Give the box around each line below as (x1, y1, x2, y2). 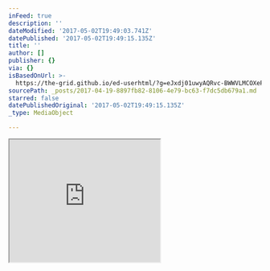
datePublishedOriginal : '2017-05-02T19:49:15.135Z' (8, 101, 185, 109)
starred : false (8, 94, 59, 102)
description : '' (8, 19, 63, 27)
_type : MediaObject (8, 109, 74, 117)
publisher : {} (8, 57, 56, 65)
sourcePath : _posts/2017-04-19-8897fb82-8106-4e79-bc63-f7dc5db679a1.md (8, 86, 257, 95)
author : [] (8, 49, 45, 57)
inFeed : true (8, 11, 52, 20)
